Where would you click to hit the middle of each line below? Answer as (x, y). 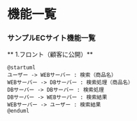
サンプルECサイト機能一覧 (51, 38)
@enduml (19, 111)
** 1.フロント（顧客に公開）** (50, 55)
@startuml (22, 68)
